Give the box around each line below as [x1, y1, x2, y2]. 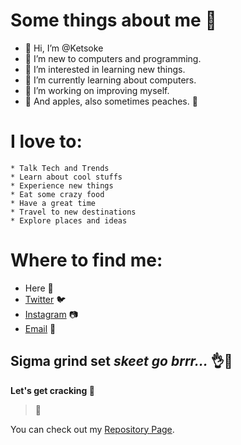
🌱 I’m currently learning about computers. [24, 74, 197, 86]
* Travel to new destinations [10, 207, 137, 217]
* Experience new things [10, 180, 114, 191]
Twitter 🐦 [24, 293, 67, 305]
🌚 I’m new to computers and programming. [24, 52, 202, 64]
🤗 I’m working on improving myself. [24, 84, 170, 96]
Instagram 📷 [24, 308, 78, 320]
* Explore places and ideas [10, 215, 128, 226]
